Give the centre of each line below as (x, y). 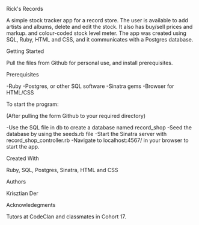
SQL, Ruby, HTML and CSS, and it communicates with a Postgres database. (100, 39)
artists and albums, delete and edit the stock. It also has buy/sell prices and (99, 27)
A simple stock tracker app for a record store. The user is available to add (97, 20)
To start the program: (32, 104)
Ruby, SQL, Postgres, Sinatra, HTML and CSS (62, 170)
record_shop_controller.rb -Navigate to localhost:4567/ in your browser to (97, 140)
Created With (23, 158)
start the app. (23, 146)
